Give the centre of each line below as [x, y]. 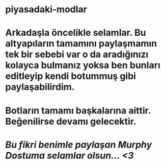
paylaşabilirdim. [40, 87]
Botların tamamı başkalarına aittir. [78, 110]
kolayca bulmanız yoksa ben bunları [83, 65]
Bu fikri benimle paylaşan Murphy [79, 145]
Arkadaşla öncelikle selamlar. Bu [76, 33]
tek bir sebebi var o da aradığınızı [77, 54]
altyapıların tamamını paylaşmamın [81, 44]
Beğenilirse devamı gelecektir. [71, 121]
